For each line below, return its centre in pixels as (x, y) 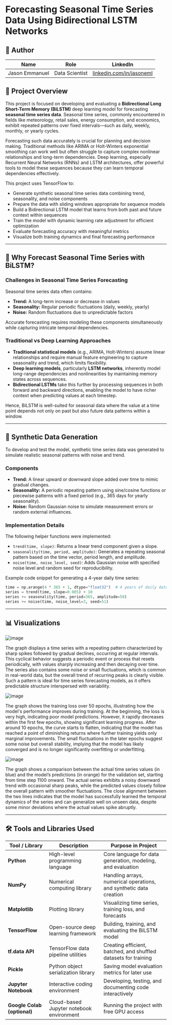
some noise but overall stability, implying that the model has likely (74, 744)
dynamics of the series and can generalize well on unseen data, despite (81, 802)
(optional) (20, 1012)
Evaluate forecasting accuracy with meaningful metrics (71, 231)
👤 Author (20, 50)
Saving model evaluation (133, 966)
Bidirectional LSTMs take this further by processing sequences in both (88, 385)
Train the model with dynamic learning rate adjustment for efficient (83, 220)
